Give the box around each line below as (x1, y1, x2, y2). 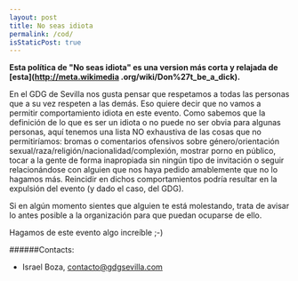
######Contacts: (9, 245, 75, 255)
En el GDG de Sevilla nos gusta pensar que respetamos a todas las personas (9, 89, 290, 100)
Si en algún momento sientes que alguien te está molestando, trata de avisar (9, 201, 290, 212)
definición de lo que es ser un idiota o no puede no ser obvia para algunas (9, 117, 282, 128)
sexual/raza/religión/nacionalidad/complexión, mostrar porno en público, (9, 146, 276, 157)
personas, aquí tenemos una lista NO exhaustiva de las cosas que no (9, 126, 262, 138)
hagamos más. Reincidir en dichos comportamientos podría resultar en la (9, 174, 278, 185)
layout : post (9, 12, 58, 22)
